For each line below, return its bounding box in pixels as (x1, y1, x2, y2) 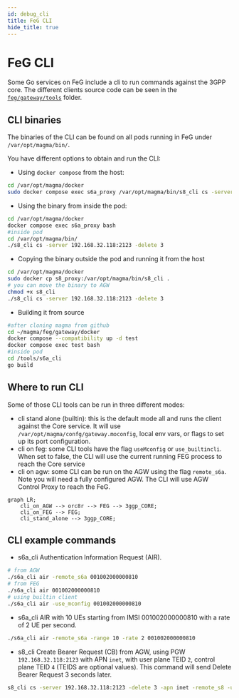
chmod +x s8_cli (7, 288, 55, 295)
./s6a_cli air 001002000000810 (7, 587, 100, 594)
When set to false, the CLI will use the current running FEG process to (17, 452, 223, 460)
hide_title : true (7, 24, 59, 31)
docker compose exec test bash (7, 342, 100, 349)
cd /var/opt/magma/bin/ (7, 235, 78, 243)
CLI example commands (7, 534, 117, 546)
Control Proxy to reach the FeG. (17, 482, 111, 491)
